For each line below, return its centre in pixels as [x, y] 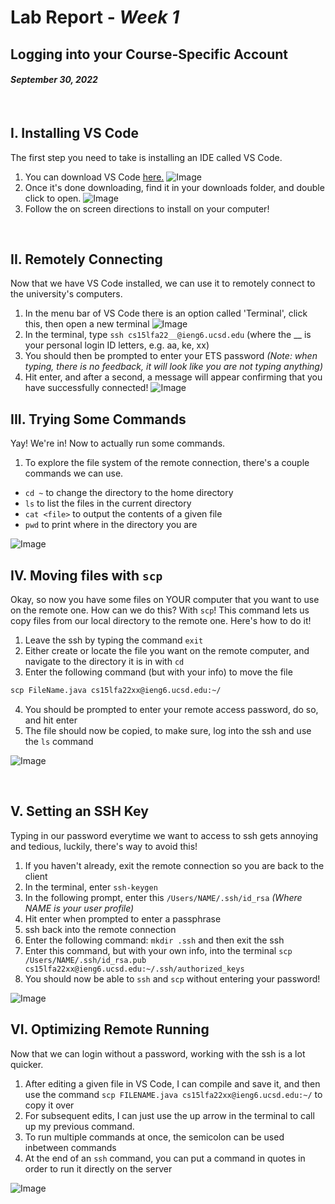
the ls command [59, 741]
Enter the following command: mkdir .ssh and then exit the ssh [154, 940]
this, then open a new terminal [87, 324]
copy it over [49, 1105]
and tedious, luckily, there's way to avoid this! [104, 846]
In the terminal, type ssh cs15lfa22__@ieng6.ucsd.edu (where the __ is [168, 335]
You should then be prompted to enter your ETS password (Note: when [171, 356]
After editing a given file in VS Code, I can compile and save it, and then [172, 1083]
